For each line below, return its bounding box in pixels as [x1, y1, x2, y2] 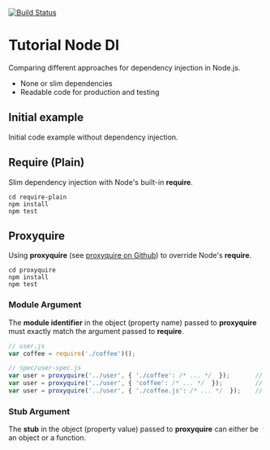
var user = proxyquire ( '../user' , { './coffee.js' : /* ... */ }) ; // [8, 387, 264, 395]
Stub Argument [8, 405, 71, 417]
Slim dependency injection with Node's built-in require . [8, 177, 193, 186]
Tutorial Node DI [8, 36, 120, 54]
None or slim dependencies [19, 78, 113, 88]
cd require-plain [8, 193, 67, 201]
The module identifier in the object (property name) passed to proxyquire [8, 317, 257, 328]
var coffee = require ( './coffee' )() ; [8, 349, 136, 358]
